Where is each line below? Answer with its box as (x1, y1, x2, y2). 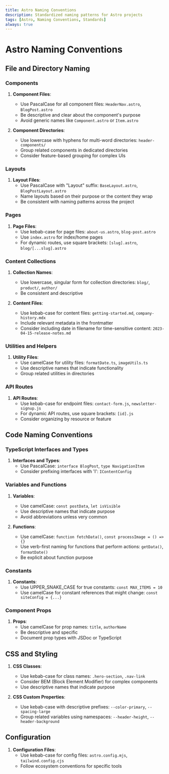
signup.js (20, 405, 42, 411)
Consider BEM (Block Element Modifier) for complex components (20, 679, 158, 684)
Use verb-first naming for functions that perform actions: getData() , (20, 543, 163, 549)
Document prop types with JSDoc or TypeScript (20, 635, 122, 641)
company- (135, 311, 155, 316)
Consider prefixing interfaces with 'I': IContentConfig (20, 468, 132, 475)
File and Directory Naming (5, 64, 90, 73)
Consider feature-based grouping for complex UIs (20, 153, 126, 159)
